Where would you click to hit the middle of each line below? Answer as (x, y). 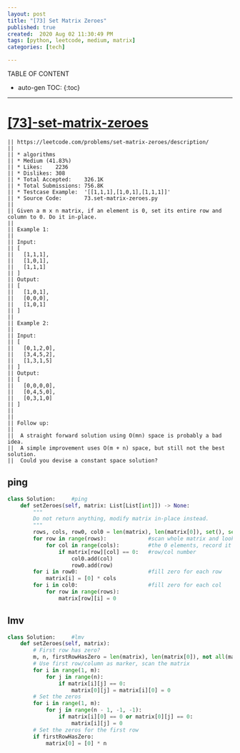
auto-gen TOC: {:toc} (49, 87)
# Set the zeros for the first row (86, 730)
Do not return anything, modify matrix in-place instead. (121, 519)
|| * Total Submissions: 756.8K (55, 186)
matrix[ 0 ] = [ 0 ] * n (76, 743)
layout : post (27, 14)
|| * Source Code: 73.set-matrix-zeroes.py (83, 198)
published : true (31, 27)
